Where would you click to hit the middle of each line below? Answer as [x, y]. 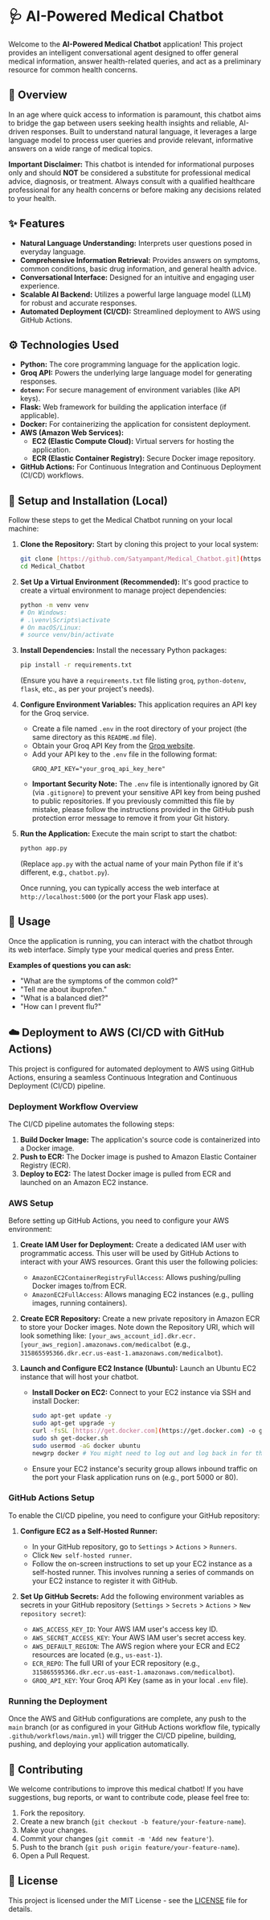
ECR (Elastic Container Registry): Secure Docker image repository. [143, 458]
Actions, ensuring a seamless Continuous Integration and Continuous [123, 1077]
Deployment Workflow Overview [74, 1106]
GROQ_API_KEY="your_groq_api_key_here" [99, 769]
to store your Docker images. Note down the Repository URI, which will [137, 1327]
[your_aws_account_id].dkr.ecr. [142, 1336]
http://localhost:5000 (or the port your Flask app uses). [114, 896]
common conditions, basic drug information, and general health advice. [138, 269]
